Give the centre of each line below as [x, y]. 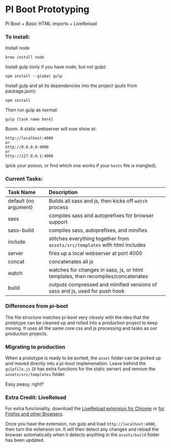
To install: [18, 37]
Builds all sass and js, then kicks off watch [98, 200]
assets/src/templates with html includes [97, 245]
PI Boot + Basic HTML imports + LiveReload [51, 24]
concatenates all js [71, 261]
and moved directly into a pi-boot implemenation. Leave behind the [76, 364]
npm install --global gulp [34, 76]
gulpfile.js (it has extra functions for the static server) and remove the [80, 369]
